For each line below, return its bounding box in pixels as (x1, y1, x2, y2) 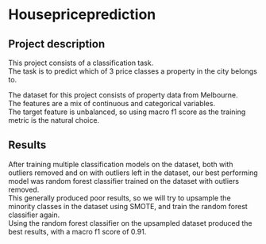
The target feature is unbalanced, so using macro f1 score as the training (8, 107, 246, 116)
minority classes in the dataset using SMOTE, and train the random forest (8, 201, 248, 211)
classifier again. (8, 210, 60, 219)
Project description (8, 37, 106, 51)
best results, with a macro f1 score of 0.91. (8, 227, 147, 236)
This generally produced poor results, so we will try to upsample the (8, 193, 232, 203)
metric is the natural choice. (8, 116, 100, 124)
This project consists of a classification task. (8, 58, 154, 67)
